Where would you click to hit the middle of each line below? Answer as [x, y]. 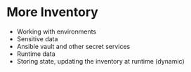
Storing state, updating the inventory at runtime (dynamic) [101, 61]
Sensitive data [37, 38]
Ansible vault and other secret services [73, 46]
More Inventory [53, 12]
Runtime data [36, 54]
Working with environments [56, 31]
